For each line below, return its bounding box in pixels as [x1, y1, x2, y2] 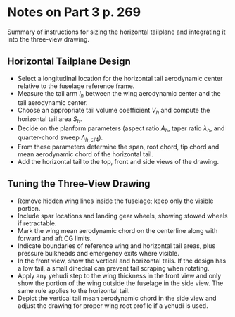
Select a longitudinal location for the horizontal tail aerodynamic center [17, 74, 223, 82]
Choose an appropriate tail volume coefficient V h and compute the [17, 106, 210, 116]
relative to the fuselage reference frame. [17, 82, 135, 90]
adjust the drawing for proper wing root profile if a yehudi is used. [17, 301, 209, 310]
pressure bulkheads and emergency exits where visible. [17, 249, 179, 257]
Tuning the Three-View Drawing [7, 178, 151, 190]
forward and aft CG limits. [17, 234, 92, 242]
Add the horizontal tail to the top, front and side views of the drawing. [17, 157, 220, 166]
